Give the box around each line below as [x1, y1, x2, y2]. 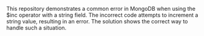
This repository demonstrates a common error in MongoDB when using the [6, 5, 196, 12]
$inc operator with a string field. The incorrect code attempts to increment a [6, 11, 198, 19]
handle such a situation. [6, 24, 67, 31]
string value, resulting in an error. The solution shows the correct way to [6, 18, 188, 25]
